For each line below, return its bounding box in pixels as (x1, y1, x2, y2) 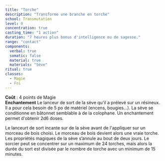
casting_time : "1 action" (5, 30, 58, 35)
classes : (5, 72, 23, 77)
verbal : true (9, 48, 37, 53)
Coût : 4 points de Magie (5, 94, 56, 100)
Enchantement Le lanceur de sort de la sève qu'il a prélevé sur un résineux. (5, 99, 160, 105)
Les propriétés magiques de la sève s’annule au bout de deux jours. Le (5, 135, 150, 141)
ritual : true (5, 67, 32, 72)
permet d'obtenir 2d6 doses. (5, 115, 63, 121)
